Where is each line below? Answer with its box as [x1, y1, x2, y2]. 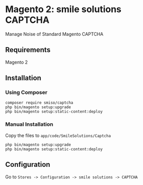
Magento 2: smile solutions [5, 4, 122, 15]
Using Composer [5, 89, 47, 96]
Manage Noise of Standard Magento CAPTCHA [5, 31, 104, 37]
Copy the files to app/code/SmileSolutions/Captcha [5, 132, 111, 138]
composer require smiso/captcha [5, 100, 73, 106]
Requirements [5, 45, 51, 54]
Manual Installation [5, 121, 54, 128]
